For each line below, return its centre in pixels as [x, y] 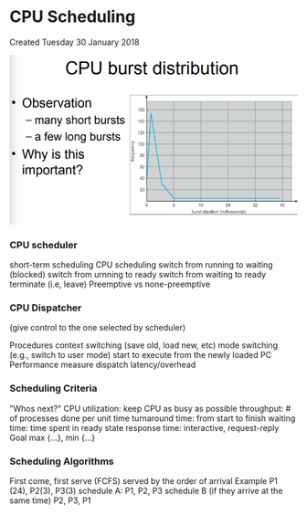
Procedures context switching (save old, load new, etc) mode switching [144, 345]
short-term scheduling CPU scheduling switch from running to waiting [141, 265]
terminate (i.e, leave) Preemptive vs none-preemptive [110, 284]
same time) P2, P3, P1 [50, 500]
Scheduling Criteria [53, 388]
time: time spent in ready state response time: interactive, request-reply [144, 427]
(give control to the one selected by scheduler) [98, 328]
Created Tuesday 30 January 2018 [74, 42]
